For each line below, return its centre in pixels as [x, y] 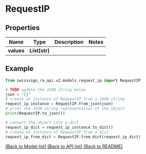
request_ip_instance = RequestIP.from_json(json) [59, 104]
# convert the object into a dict [42, 122]
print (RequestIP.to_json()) [35, 113]
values [16, 50]
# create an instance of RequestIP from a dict [57, 132]
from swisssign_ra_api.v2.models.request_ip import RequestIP [73, 80]
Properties [23, 28]
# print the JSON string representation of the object [65, 109]
